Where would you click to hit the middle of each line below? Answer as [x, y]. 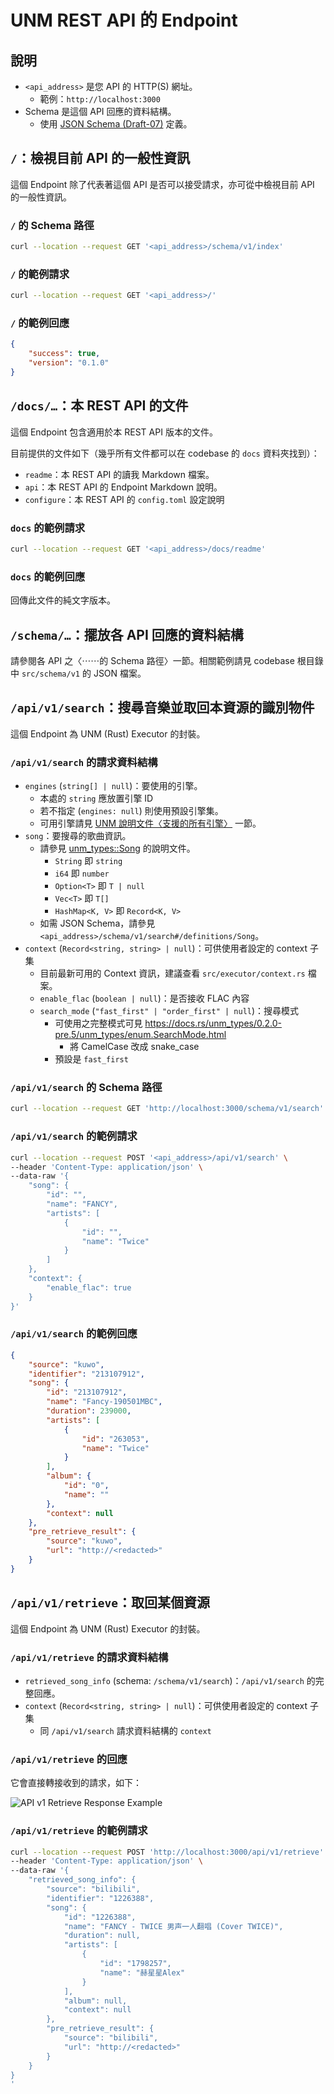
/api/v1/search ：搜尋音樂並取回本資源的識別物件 [162, 707]
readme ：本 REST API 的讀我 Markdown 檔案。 [119, 474]
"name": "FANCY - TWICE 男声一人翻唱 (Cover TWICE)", [173, 1926]
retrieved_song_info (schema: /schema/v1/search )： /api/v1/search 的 [170, 1680]
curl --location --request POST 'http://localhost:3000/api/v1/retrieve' [167, 1852]
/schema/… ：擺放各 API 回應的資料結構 [127, 634]
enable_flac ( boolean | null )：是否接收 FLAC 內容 [144, 998]
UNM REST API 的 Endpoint [124, 20]
